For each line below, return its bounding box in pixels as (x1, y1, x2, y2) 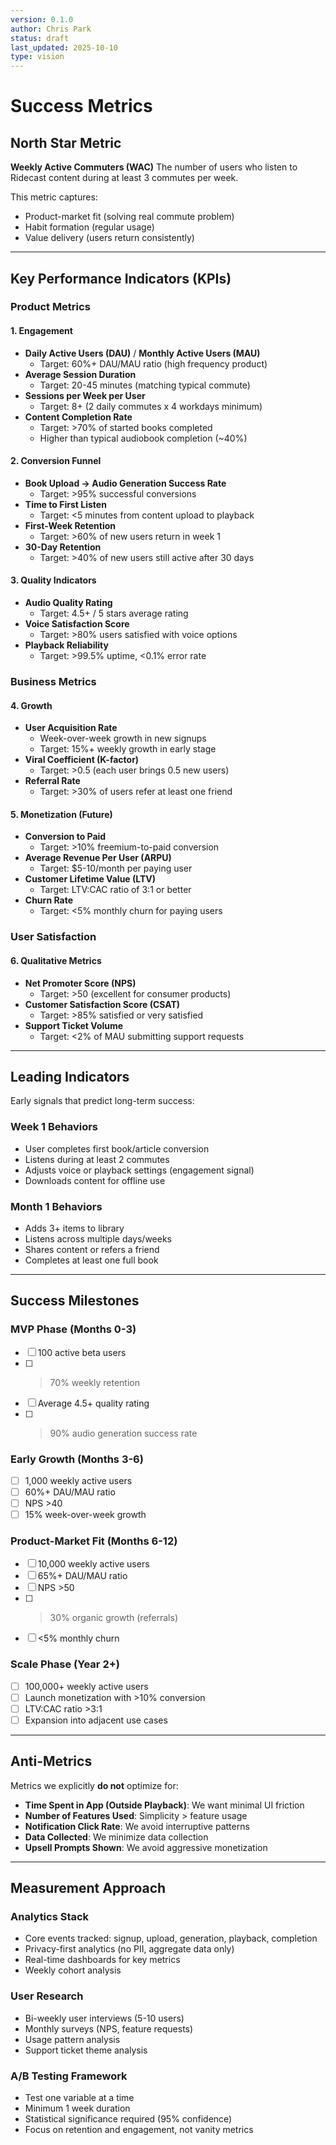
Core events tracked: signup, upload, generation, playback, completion (24, 1932, 318, 1945)
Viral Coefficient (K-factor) (24, 754, 140, 766)
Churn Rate (24, 894, 74, 906)
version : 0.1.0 (10, 14, 74, 25)
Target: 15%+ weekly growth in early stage (39, 743, 217, 755)
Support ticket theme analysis (24, 2044, 148, 2056)
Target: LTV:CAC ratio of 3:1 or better (39, 884, 192, 896)
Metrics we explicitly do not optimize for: (10, 1779, 179, 1791)
